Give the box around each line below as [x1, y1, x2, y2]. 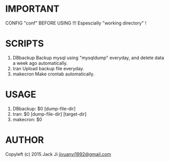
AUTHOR [5, 134, 44, 146]
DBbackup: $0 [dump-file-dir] [12, 105, 76, 112]
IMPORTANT [5, 3, 60, 15]
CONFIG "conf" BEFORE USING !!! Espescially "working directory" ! [5, 20, 147, 26]
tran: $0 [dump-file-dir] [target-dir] [12, 111, 87, 117]
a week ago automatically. [12, 60, 68, 66]
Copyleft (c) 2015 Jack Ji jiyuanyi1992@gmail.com [5, 151, 111, 157]
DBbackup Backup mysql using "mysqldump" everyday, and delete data [12, 55, 164, 61]
